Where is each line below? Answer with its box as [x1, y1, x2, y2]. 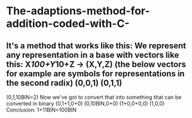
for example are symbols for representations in [6, 69, 185, 79]
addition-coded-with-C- [6, 17, 130, 30]
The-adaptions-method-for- [6, 4, 151, 18]
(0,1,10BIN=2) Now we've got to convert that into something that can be [6, 94, 182, 101]
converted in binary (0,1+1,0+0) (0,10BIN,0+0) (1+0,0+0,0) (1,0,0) [6, 100, 165, 107]
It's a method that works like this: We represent [6, 41, 187, 51]
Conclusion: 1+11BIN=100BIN [6, 106, 77, 113]
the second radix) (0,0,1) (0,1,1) [6, 77, 123, 88]
